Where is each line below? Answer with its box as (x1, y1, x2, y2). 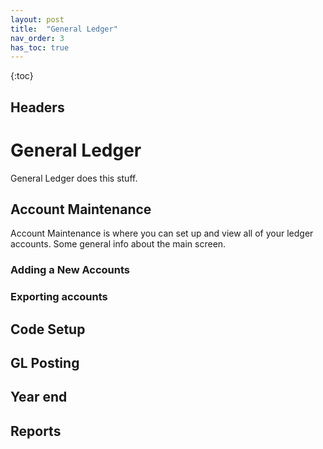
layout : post (10, 14, 65, 25)
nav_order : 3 (10, 33, 65, 43)
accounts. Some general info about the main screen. (10, 238, 227, 250)
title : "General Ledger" (10, 24, 118, 34)
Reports (10, 422, 62, 440)
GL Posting (10, 355, 80, 372)
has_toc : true (10, 42, 70, 53)
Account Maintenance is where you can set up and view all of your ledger (10, 227, 314, 240)
